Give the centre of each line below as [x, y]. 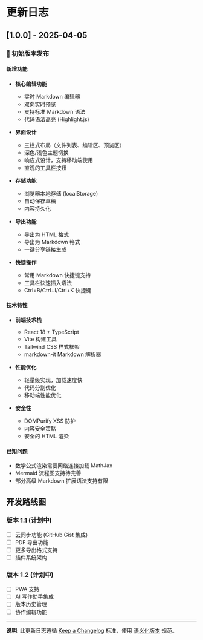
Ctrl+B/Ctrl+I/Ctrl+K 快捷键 [58, 290]
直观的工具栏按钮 [45, 168]
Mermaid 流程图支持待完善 [48, 473]
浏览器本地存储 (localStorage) [61, 193]
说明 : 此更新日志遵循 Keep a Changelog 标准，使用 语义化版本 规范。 [92, 630]
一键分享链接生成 [45, 249]
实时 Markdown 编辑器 [52, 96]
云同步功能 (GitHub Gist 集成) [51, 535]
